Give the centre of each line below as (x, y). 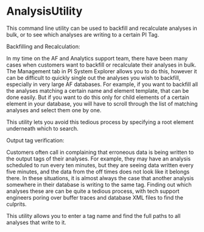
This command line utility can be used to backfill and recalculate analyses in (102, 28)
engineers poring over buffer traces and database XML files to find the (95, 197)
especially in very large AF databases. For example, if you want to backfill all (102, 84)
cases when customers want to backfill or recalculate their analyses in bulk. (101, 65)
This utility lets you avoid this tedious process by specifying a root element (100, 122)
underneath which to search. (43, 128)
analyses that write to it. (37, 222)
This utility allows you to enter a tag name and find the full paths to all (93, 216)
